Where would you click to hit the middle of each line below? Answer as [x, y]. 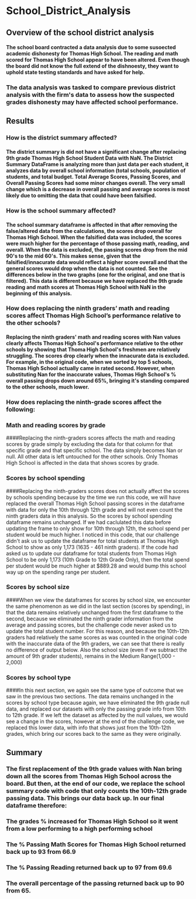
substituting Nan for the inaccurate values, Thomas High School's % [91, 374]
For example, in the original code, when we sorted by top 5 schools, [90, 362]
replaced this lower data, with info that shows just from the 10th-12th [89, 728]
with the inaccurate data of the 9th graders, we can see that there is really [95, 643]
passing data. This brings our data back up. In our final [85, 798]
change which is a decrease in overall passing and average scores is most [98, 189]
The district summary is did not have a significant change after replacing [96, 152]
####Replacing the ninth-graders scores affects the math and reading [91, 438]
